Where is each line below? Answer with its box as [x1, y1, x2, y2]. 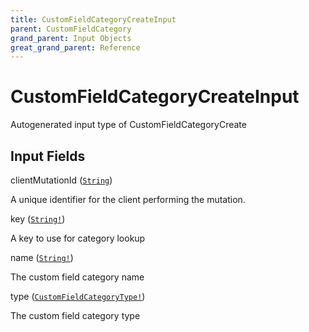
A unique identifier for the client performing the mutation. [10, 194, 246, 205]
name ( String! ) [10, 252, 74, 263]
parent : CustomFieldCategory [10, 24, 132, 34]
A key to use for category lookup [10, 232, 146, 244]
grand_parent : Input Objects [10, 33, 132, 43]
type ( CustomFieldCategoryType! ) [10, 291, 146, 302]
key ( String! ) [10, 213, 66, 225]
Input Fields [10, 147, 86, 165]
